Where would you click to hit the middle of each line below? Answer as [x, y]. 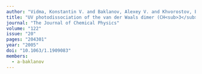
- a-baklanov [28, 61]
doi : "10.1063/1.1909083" [38, 51]
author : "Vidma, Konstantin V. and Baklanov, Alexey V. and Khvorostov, [99, 12]
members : [17, 56]
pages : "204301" [26, 39]
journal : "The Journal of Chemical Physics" [63, 23]
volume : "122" [24, 28]
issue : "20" [21, 34]
